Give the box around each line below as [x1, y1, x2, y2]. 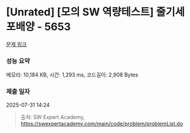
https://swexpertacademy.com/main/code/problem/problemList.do [20, 120, 184, 127]
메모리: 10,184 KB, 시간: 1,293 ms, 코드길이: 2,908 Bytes [6, 71, 139, 78]
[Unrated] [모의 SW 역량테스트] [6, 5, 154, 19]
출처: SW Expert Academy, [20, 113, 85, 121]
